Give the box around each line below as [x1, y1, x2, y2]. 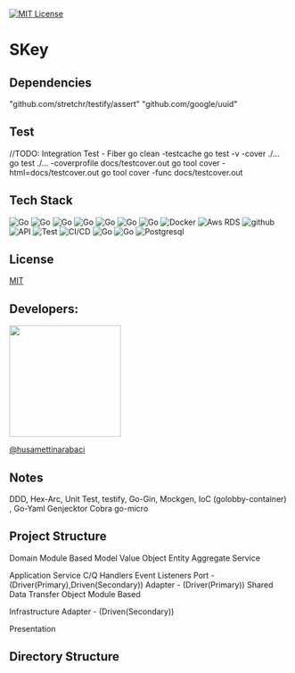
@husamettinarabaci [9, 444, 86, 455]
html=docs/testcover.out [9, 167, 100, 177]
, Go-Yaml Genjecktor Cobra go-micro [9, 504, 149, 514]
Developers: [9, 301, 78, 316]
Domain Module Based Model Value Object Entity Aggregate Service [9, 553, 261, 563]
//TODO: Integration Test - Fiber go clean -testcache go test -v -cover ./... [9, 148, 280, 159]
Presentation [9, 623, 56, 634]
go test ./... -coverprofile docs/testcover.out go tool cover [9, 157, 220, 168]
